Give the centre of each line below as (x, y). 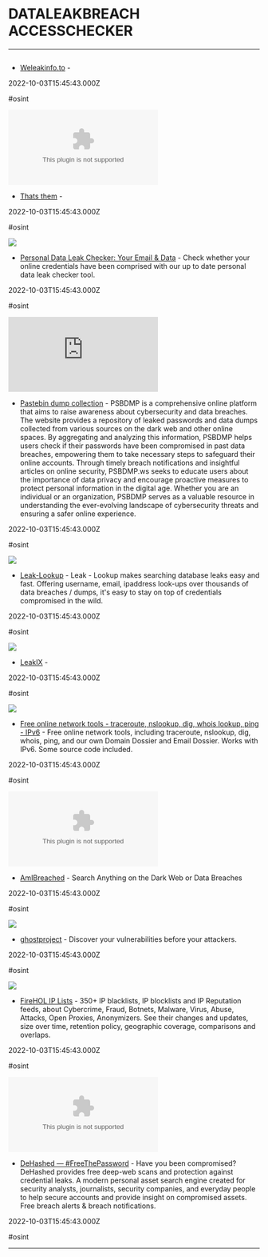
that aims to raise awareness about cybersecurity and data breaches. (134, 411)
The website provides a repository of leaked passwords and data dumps (138, 420)
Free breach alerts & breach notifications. (88, 1206)
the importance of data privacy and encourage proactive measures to (134, 479)
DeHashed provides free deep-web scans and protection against (126, 1171)
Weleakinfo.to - (45, 67)
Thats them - (41, 196)
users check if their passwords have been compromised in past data (132, 446)
